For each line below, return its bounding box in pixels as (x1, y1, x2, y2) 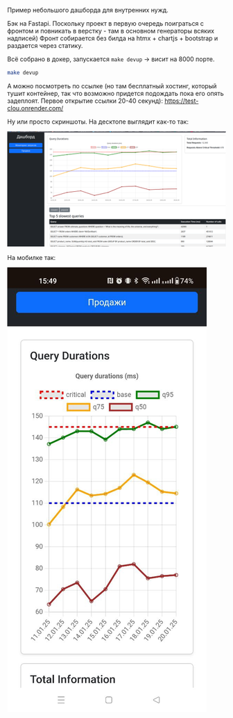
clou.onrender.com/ (7, 104, 64, 112)
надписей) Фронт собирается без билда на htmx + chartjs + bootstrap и (7, 34, 218, 42)
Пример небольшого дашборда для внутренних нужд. (7, 6, 169, 14)
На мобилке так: (7, 253, 56, 261)
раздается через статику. (7, 42, 83, 49)
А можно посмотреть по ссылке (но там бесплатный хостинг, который (7, 81, 217, 90)
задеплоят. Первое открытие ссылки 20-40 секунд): (7, 97, 164, 105)
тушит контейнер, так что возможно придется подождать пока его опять (7, 89, 224, 97)
